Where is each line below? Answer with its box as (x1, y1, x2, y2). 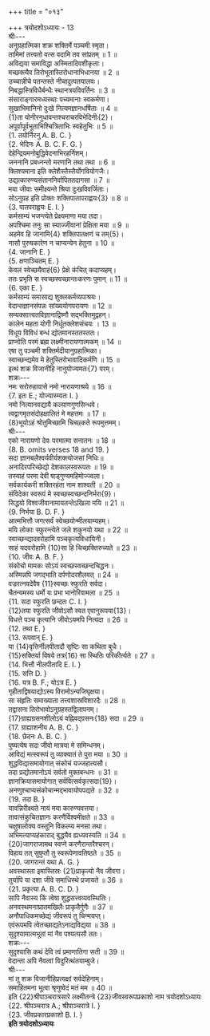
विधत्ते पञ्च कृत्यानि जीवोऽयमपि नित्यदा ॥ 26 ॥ (8, 615, 128, 624)
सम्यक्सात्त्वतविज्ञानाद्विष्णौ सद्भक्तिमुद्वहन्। (8, 310, 111, 319)
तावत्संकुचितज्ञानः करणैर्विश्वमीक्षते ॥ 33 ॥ (8, 813, 114, 821)
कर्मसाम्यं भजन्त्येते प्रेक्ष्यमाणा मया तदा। (8, 212, 103, 220)
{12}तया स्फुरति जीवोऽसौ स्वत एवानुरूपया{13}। (8, 606, 132, 615)
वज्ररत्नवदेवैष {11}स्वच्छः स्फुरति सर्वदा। (8, 579, 108, 588)
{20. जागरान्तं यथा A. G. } (8, 857, 80, 867)
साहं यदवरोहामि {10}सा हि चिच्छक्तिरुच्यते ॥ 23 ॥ (8, 543, 137, 552)
